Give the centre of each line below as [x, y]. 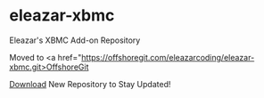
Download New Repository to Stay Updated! [90, 84]
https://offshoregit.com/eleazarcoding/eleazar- [168, 57]
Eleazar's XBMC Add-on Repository [75, 40]
